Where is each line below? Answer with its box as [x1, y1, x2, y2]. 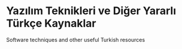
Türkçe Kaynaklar [6, 17, 96, 30]
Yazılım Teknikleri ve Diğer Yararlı [6, 4, 177, 18]
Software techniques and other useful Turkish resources [6, 36, 145, 43]
